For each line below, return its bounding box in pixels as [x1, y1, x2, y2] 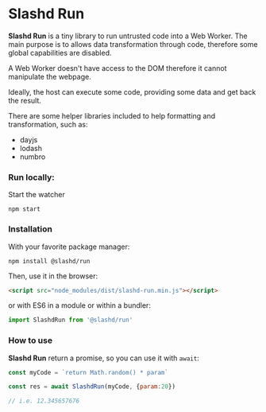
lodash [19, 143, 42, 153]
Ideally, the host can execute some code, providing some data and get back [8, 87, 256, 96]
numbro [19, 152, 46, 161]
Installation [8, 223, 53, 235]
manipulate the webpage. [8, 72, 91, 81]
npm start [8, 205, 41, 213]
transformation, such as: [8, 119, 88, 129]
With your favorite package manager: [8, 242, 130, 251]
